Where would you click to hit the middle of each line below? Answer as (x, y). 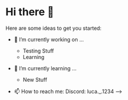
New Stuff (35, 80)
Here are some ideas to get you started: (54, 28)
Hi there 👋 (30, 12)
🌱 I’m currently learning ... (45, 68)
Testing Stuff (38, 51)
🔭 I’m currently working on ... (49, 39)
